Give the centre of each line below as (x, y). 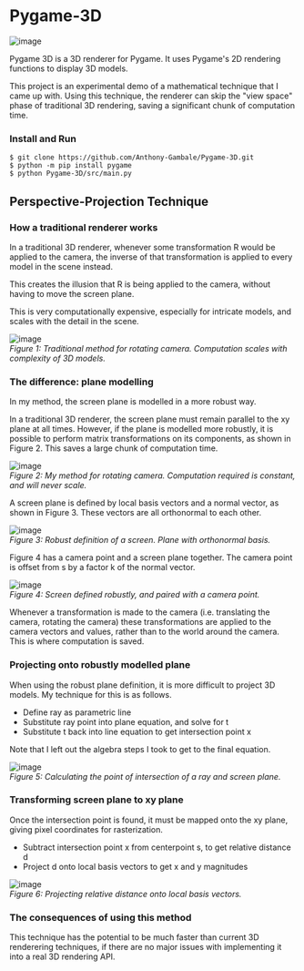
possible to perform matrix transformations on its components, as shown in (150, 439)
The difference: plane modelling (81, 382)
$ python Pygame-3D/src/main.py (71, 174)
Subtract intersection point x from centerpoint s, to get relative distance (157, 847)
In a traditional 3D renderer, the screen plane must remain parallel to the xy (150, 419)
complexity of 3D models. (58, 358)
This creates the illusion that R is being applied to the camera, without (140, 284)
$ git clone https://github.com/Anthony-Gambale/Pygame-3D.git (132, 158)
